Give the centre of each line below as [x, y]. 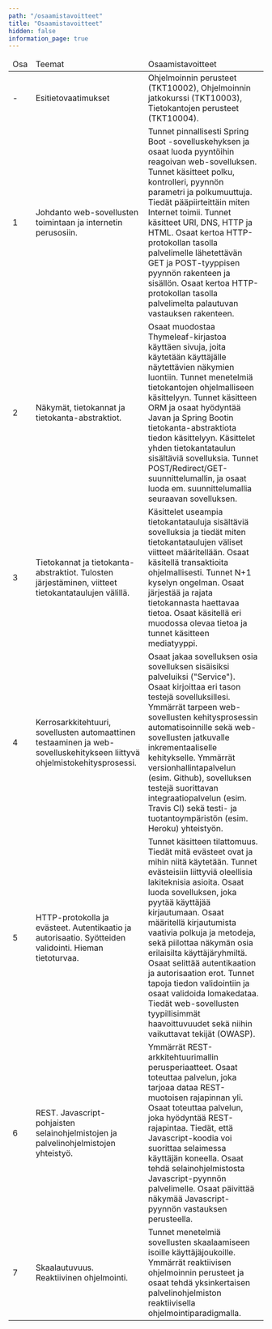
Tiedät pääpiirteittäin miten [199, 202]
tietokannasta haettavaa [193, 603]
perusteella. [170, 1219]
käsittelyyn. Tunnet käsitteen [202, 397]
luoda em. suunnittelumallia [200, 489]
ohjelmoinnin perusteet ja [196, 1273]
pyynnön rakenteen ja [189, 274]
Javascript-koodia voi [190, 1138]
